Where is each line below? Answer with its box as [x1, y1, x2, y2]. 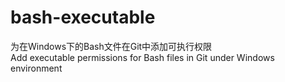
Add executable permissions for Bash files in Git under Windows [10, 51, 275, 63]
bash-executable [10, 6, 156, 29]
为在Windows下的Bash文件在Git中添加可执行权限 [10, 40, 213, 52]
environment [10, 62, 63, 74]
